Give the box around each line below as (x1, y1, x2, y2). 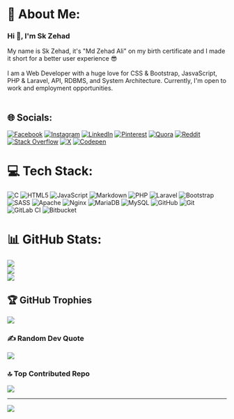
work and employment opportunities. (7, 84, 114, 93)
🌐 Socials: (7, 112, 53, 123)
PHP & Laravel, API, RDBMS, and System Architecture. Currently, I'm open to (7, 77, 226, 85)
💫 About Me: (7, 6, 81, 22)
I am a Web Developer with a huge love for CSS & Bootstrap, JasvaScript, (7, 69, 218, 77)
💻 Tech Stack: (7, 163, 93, 179)
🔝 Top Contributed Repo (7, 369, 91, 379)
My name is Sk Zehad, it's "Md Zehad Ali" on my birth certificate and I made (7, 47, 226, 55)
